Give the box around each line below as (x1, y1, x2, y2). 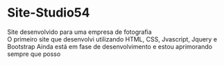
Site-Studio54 (7, 5, 90, 21)
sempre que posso (7, 50, 61, 58)
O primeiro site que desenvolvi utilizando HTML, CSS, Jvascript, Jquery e (7, 35, 217, 43)
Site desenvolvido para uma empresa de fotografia (7, 28, 153, 36)
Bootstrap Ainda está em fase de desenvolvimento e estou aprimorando (7, 42, 213, 50)
